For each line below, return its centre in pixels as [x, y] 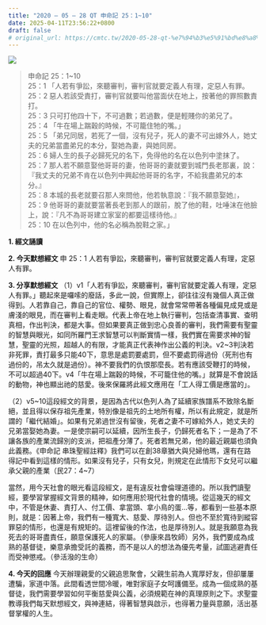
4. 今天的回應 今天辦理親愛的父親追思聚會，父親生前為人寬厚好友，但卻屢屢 [131, 574]
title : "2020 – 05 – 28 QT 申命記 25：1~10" [80, 15]
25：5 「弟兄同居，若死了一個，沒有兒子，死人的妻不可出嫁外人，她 [139, 136]
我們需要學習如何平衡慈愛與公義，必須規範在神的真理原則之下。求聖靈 [143, 594]
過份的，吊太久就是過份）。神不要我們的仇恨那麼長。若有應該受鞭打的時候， [131, 365]
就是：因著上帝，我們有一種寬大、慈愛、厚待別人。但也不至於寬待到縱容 [140, 517]
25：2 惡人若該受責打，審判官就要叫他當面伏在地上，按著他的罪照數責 [142, 96]
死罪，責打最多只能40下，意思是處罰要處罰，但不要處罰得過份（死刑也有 [134, 355]
